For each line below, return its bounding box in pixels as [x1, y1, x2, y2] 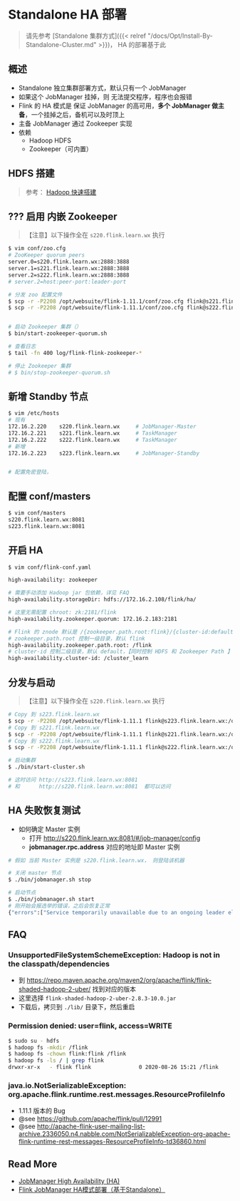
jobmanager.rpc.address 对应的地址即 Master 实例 [28, 842, 180, 851]
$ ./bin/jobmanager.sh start [8, 896, 95, 903]
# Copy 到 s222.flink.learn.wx [8, 737, 100, 745]
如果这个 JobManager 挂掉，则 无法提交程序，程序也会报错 [18, 92, 193, 100]
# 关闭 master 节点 [8, 870, 62, 877]
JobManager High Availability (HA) [18, 1177, 120, 1185]
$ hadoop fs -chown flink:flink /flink [8, 1051, 127, 1058]
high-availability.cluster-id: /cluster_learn [8, 655, 149, 662]
